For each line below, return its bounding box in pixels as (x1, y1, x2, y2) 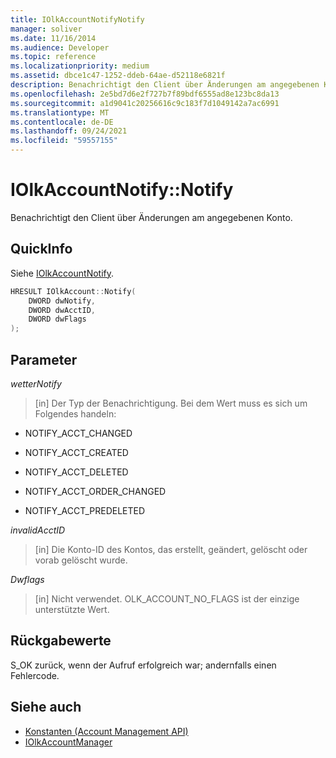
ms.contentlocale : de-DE (10, 117, 114, 127)
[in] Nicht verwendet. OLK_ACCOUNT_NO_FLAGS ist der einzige (34, 592, 300, 605)
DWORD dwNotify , (28, 296, 97, 306)
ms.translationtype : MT (10, 107, 110, 118)
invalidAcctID (10, 524, 66, 536)
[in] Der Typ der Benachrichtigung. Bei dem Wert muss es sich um (34, 397, 308, 409)
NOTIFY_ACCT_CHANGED (24, 427, 133, 439)
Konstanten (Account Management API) (24, 725, 189, 737)
